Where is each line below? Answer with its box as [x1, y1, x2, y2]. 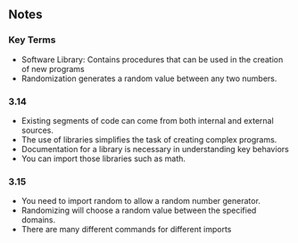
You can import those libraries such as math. [21, 153, 186, 164]
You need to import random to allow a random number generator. [21, 196, 261, 207]
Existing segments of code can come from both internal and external [21, 115, 274, 126]
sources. [21, 125, 54, 135]
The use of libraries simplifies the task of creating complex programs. [21, 134, 277, 145]
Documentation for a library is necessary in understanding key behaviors [21, 143, 289, 154]
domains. [21, 215, 55, 225]
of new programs [21, 63, 86, 74]
